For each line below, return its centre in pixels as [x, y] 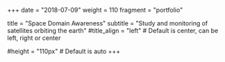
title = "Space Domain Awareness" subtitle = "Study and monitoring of [108, 23]
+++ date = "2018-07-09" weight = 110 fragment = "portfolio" [95, 10]
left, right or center [34, 38]
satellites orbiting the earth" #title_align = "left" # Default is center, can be [113, 31]
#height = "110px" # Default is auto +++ [64, 51]
